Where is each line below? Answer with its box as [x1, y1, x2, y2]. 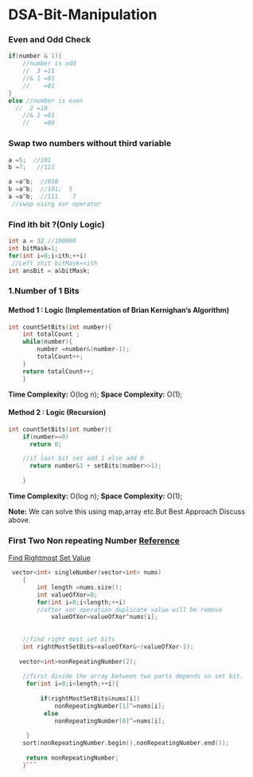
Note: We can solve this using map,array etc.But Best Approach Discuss [8, 507, 245, 516]
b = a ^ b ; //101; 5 [8, 185, 73, 193]
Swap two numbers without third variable [8, 138, 172, 149]
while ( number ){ [22, 337, 73, 346]
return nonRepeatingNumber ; [25, 754, 119, 763]
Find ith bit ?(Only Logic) [8, 219, 105, 230]
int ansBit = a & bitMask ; [8, 266, 91, 274]
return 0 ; [29, 440, 62, 448]
